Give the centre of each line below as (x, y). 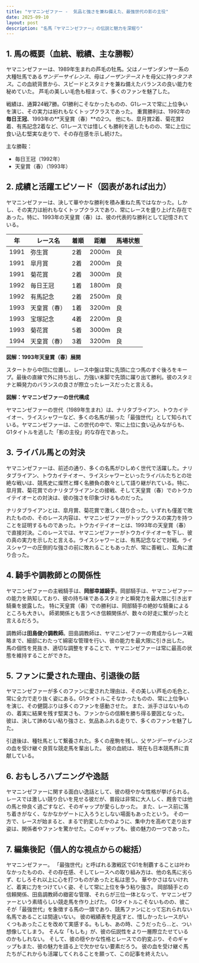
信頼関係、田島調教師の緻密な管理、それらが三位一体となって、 (84, 894)
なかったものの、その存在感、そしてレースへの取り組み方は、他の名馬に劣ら (99, 872)
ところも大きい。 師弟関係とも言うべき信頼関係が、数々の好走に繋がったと (98, 613)
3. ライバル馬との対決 (46, 453)
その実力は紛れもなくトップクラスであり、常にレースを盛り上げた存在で (104, 210)
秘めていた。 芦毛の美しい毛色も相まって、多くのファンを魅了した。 (89, 91)
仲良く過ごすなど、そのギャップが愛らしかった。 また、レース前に (102, 807)
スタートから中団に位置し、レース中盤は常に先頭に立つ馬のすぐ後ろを (92, 369)
